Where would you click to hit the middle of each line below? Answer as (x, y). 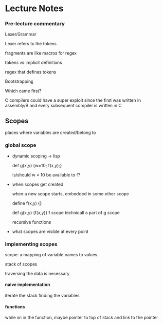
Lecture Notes (34, 9)
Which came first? (23, 91)
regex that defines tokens (31, 72)
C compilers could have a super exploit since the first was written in (73, 100)
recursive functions (31, 222)
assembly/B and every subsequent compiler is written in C (63, 106)
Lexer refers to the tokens (31, 44)
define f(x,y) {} (27, 203)
